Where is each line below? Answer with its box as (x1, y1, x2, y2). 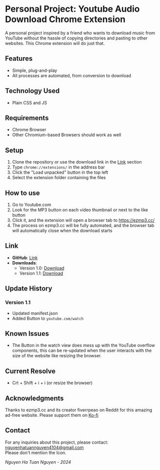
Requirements (5, 114, 49, 122)
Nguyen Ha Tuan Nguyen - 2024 (5, 459, 71, 465)
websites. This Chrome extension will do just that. (5, 40, 105, 46)
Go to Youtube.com (12, 202, 51, 207)
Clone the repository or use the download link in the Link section (12, 159, 142, 165)
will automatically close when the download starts (12, 228, 113, 233)
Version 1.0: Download (19, 265, 64, 271)
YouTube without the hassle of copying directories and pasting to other (5, 35, 148, 41)
